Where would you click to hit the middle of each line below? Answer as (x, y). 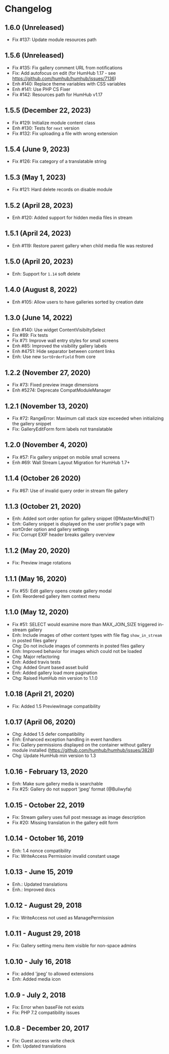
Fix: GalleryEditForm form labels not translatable (62, 429)
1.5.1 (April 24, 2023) (38, 233)
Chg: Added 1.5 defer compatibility (48, 734)
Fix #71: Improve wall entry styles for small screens (65, 341)
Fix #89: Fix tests (30, 335)
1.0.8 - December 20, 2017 (47, 1028)
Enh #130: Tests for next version (46, 128)
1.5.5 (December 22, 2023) (48, 111)
